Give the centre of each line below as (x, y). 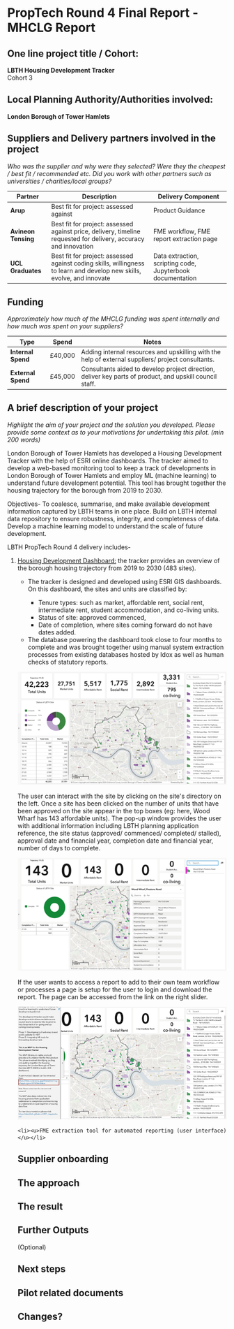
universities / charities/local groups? (60, 181)
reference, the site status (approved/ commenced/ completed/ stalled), (119, 834)
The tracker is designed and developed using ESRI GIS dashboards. (125, 581)
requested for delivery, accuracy (98, 238)
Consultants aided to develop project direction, (148, 369)
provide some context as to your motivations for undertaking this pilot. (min (116, 432)
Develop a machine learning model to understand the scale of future (105, 526)
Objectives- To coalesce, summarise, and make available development (109, 504)
